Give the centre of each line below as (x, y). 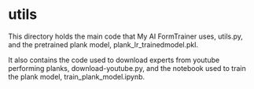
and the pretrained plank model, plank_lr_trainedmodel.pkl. (103, 44)
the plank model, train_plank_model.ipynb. (77, 76)
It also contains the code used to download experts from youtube (114, 60)
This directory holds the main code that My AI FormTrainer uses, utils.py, (126, 36)
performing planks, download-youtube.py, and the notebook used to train (127, 68)
